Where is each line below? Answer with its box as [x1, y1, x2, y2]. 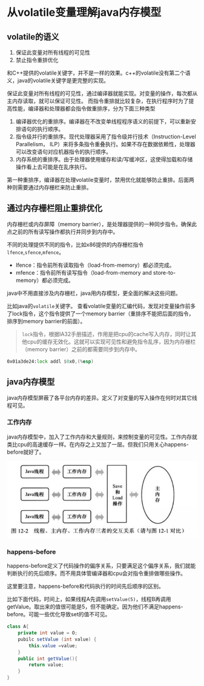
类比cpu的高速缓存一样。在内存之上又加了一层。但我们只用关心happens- [7, 440, 189, 448]
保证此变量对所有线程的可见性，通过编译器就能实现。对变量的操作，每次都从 [7, 90, 198, 97]
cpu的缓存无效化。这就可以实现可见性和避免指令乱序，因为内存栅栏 [27, 338, 196, 345]
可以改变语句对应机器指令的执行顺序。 [15, 148, 111, 155]
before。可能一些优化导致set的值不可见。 [7, 611, 111, 618]
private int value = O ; [18, 630, 78, 636]
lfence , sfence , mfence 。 [7, 248, 64, 255]
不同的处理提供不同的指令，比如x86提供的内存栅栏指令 [7, 241, 144, 248]
